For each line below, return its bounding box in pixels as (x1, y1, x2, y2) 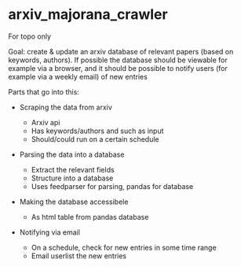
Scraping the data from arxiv (19, 102, 112, 112)
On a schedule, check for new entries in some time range (31, 243, 217, 252)
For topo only (8, 32, 52, 41)
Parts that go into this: (8, 87, 80, 96)
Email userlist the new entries (31, 250, 127, 261)
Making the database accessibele (19, 197, 129, 206)
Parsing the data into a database (19, 150, 125, 159)
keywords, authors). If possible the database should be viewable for (8, 55, 228, 65)
